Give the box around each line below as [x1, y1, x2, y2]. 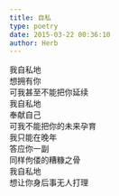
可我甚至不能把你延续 [9, 87, 88, 98]
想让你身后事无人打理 [9, 177, 88, 188]
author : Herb [9, 38, 59, 48]
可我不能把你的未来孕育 [9, 121, 96, 132]
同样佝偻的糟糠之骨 [9, 154, 81, 165]
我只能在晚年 [9, 132, 57, 143]
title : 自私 [9, 13, 51, 23]
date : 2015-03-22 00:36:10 [9, 30, 111, 39]
